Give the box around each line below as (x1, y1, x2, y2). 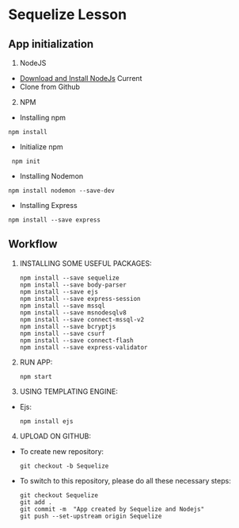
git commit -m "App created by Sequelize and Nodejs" (19, 505, 205, 513)
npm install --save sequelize (19, 274, 120, 282)
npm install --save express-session (19, 295, 141, 303)
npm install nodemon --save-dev (8, 187, 115, 195)
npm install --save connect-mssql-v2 (19, 315, 145, 323)
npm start (19, 372, 53, 380)
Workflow (8, 237, 58, 251)
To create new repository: (19, 446, 104, 456)
